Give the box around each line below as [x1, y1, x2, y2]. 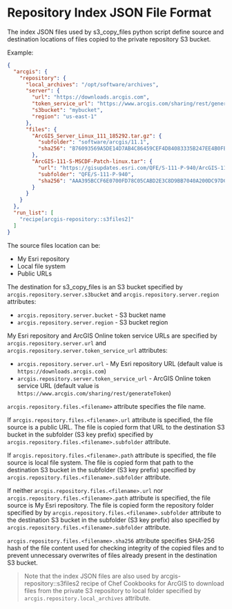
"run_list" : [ [13, 209, 54, 217]
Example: [7, 48, 34, 57]
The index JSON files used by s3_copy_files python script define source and [7, 28, 224, 36]
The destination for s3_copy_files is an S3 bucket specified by [7, 282, 183, 291]
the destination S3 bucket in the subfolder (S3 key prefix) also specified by [7, 516, 220, 524]
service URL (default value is [17, 381, 99, 389]
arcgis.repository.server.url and [7, 338, 107, 347]
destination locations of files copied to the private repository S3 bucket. [7, 35, 211, 43]
